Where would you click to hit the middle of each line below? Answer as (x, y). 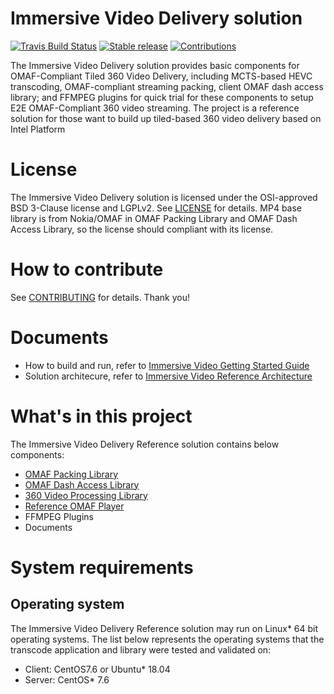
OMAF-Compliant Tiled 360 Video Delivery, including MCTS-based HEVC (161, 76)
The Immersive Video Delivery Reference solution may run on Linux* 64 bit (164, 628)
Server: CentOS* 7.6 (67, 679)
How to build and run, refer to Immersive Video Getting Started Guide (167, 365)
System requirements (102, 567)
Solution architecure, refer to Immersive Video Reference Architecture (168, 376)
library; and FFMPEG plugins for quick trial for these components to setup (162, 97)
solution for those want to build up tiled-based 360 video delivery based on (166, 118)
